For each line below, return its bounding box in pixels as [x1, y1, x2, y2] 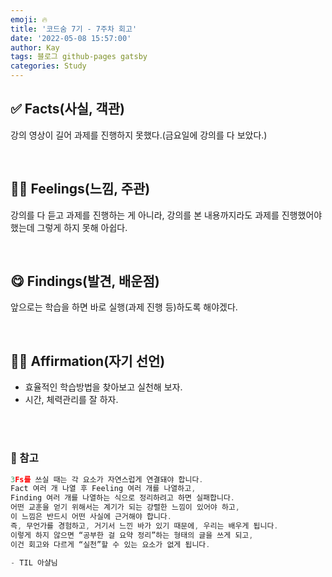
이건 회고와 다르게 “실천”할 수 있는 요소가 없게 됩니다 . [10, 539, 211, 550]
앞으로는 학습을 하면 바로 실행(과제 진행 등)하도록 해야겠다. [10, 301, 238, 313]
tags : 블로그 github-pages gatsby [10, 52, 148, 62]
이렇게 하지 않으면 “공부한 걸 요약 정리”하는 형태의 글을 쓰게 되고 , [10, 530, 254, 540]
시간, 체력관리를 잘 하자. [24, 394, 119, 406]
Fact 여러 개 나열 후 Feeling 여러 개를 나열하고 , [10, 484, 197, 494]
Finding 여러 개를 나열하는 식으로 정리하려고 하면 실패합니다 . [10, 493, 236, 503]
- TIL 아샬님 [10, 557, 58, 568]
